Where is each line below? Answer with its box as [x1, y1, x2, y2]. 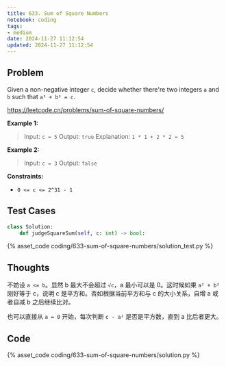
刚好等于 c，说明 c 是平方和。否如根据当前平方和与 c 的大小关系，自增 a [7, 289, 211, 298]
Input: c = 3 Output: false [23, 159, 97, 167]
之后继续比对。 [32, 298, 75, 306]
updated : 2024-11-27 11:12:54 [7, 42, 94, 49]
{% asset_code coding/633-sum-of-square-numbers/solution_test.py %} [7, 242, 214, 250]
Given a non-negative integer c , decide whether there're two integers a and [7, 85, 219, 93]
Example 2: [7, 145, 40, 154]
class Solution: [7, 223, 53, 230]
